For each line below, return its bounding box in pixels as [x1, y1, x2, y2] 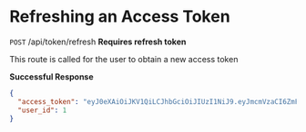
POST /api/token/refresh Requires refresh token [9, 36, 187, 47]
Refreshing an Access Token [9, 6, 230, 27]
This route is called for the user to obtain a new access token [9, 53, 239, 64]
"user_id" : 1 [17, 106, 67, 115]
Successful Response [9, 71, 94, 82]
